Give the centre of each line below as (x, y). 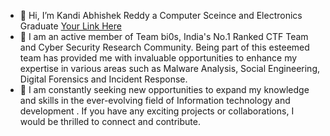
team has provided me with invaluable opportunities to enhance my (158, 58)
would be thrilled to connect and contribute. (110, 121)
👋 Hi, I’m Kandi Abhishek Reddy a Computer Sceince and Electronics (161, 15)
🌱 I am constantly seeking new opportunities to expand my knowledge (164, 89)
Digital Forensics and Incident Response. (103, 79)
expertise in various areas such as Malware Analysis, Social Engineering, (170, 68)
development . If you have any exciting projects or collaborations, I (157, 111)
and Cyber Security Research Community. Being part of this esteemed (164, 47)
